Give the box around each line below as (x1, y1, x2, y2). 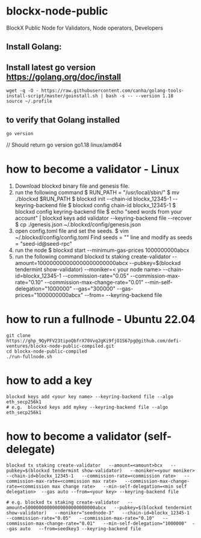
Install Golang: (6, 42, 62, 52)
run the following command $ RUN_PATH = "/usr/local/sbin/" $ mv (14, 188, 179, 196)
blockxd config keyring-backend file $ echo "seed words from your (14, 208, 182, 215)
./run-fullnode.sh (6, 353, 52, 360)
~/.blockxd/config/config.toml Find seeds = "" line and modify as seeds (14, 234, 193, 241)
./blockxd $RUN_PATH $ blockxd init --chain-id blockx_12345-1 (14, 195, 172, 202)
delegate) (6, 442, 55, 456)
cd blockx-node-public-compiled (6, 348, 87, 354)
